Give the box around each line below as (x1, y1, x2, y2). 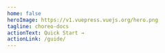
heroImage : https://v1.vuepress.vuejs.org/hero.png (7, 17, 158, 23)
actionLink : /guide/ (7, 36, 67, 43)
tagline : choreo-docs (7, 23, 69, 30)
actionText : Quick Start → (7, 29, 85, 36)
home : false (7, 10, 41, 17)
